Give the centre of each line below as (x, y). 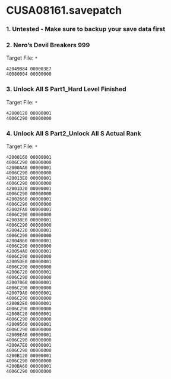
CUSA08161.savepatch (64, 10)
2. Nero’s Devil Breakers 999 (48, 45)
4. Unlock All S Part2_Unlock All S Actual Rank (74, 133)
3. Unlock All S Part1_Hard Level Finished (66, 89)
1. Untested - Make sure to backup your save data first (85, 29)
